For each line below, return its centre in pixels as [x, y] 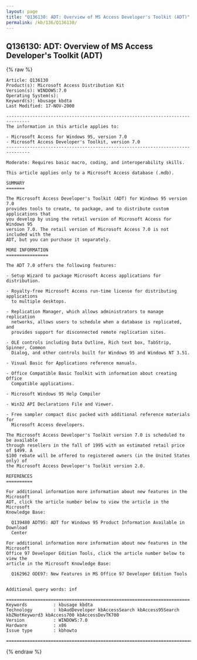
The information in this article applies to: [62, 127]
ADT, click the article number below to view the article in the [87, 502]
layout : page [22, 11]
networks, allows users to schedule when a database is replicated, [97, 322]
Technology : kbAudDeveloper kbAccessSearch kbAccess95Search [93, 610]
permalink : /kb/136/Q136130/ [42, 22]
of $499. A [19, 451]
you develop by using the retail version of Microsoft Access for [89, 219]
